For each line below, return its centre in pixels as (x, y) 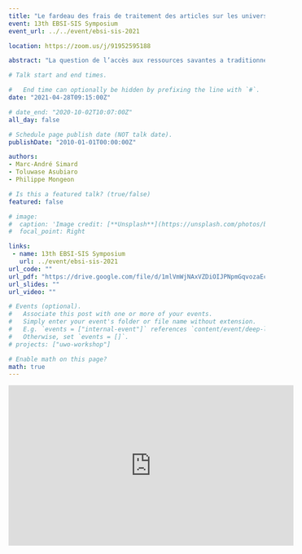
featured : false (36, 202)
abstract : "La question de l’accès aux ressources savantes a (116, 61)
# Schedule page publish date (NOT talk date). (91, 134)
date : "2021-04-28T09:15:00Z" (60, 98)
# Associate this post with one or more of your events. (111, 314)
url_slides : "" (34, 284)
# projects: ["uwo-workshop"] (60, 344)
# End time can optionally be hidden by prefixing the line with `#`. (134, 90)
